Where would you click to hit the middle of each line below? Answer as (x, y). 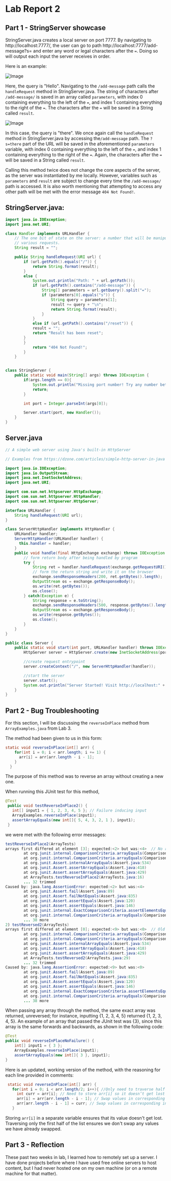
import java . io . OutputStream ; (37, 473)
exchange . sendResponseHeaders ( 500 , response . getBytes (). (94, 605)
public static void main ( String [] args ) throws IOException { (82, 375)
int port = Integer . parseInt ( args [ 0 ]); (66, 403)
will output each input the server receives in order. (58, 56)
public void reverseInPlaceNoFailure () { (50, 1041)
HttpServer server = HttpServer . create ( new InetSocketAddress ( (92, 653)
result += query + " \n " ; (77, 305)
